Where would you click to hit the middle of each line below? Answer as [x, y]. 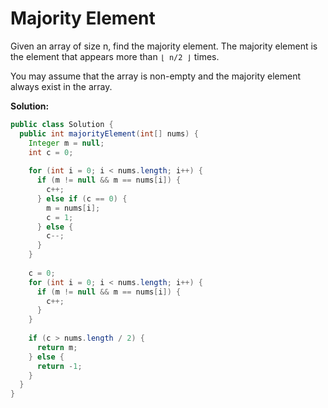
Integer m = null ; [66, 143]
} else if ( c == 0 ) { [82, 198]
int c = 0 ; [51, 152]
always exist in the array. [61, 86]
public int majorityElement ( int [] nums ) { [109, 133]
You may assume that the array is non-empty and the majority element [156, 76]
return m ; [57, 347]
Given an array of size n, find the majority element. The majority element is [164, 46]
